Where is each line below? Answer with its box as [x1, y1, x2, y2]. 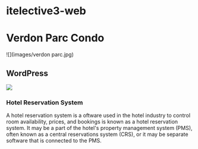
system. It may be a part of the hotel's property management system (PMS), [6, 125, 193, 132]
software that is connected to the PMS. [6, 137, 102, 144]
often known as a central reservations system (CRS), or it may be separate [6, 131, 188, 138]
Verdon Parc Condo [6, 31, 105, 45]
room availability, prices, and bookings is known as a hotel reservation [6, 118, 178, 125]
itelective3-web [6, 4, 86, 18]
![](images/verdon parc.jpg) [6, 51, 74, 58]
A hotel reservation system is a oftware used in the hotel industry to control [6, 112, 191, 119]
